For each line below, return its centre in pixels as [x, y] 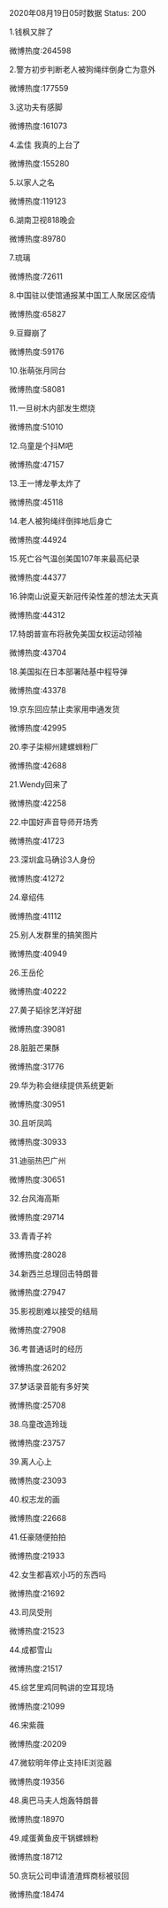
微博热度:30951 [37, 1104]
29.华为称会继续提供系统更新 [61, 1085]
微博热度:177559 [39, 88]
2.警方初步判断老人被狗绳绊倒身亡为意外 [83, 70]
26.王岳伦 [27, 973]
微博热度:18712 [36, 1857]
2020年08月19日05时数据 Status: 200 [78, 13]
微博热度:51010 [36, 427]
